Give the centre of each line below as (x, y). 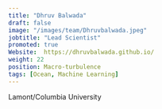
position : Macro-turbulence (55, 67)
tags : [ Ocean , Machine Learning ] (64, 74)
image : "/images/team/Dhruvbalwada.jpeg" (78, 30)
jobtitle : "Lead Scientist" (55, 38)
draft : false (30, 23)
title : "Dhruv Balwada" (48, 15)
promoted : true (33, 45)
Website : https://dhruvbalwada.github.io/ (81, 52)
